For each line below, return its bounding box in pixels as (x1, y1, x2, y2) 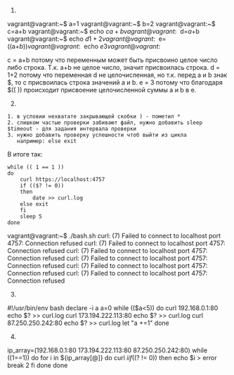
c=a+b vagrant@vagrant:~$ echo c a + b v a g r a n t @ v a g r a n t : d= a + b (7, 27, 200, 35)
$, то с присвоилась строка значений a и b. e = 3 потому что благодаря (7, 78, 223, 87)
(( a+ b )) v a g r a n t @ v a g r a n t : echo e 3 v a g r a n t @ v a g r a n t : (7, 42, 160, 50)
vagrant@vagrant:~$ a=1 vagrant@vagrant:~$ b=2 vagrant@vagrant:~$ (7, 20, 216, 27)
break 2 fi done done (7, 361, 68, 369)
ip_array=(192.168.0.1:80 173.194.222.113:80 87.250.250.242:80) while (7, 346, 208, 355)
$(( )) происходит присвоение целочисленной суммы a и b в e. (7, 86, 197, 94)
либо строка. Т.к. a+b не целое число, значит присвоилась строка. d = (7, 63, 220, 71)
